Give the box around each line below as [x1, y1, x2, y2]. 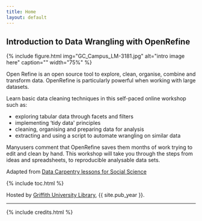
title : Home [6, 8, 36, 15]
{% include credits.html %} [6, 208, 73, 216]
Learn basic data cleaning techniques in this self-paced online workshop [6, 95, 186, 102]
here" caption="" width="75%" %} [6, 59, 92, 66]
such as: [6, 101, 28, 109]
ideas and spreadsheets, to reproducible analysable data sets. [6, 157, 161, 164]
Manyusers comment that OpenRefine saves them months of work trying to [6, 144, 193, 151]
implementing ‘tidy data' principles [14, 120, 101, 127]
